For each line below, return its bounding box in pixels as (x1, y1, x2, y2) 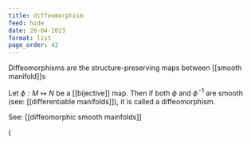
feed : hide (8, 19, 45, 27)
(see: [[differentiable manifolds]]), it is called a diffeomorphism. (8, 96, 216, 106)
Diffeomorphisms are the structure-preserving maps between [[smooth (8, 63, 242, 72)
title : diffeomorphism (8, 11, 84, 20)
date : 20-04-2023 (8, 26, 66, 34)
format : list (8, 33, 52, 42)
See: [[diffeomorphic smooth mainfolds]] (8, 112, 142, 122)
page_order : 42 (8, 41, 59, 49)
